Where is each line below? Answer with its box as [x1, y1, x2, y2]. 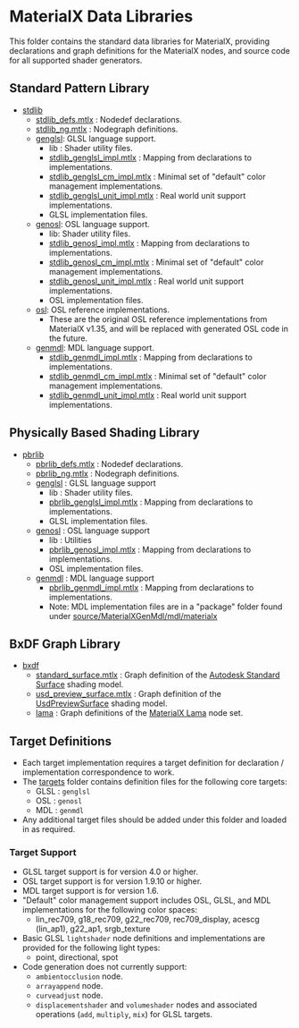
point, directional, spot [35, 952, 119, 963]
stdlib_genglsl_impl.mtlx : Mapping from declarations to [48, 152, 253, 163]
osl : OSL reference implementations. [35, 304, 170, 315]
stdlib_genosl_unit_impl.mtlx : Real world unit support [48, 276, 244, 286]
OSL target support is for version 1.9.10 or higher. [21, 876, 203, 887]
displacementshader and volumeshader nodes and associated [35, 999, 257, 1010]
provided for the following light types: [21, 942, 161, 954]
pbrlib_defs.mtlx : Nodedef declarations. [35, 458, 184, 469]
